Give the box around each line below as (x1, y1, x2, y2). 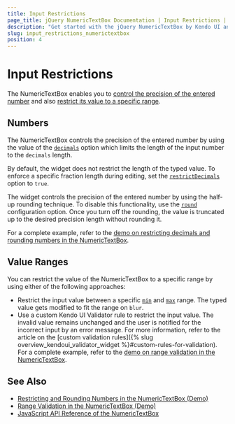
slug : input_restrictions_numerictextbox (7, 29, 130, 37)
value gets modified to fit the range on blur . (17, 303, 144, 311)
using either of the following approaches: (7, 282, 126, 290)
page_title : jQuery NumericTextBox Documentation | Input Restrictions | (7, 17, 227, 24)
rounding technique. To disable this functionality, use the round (16, 200, 197, 209)
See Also (7, 376, 47, 388)
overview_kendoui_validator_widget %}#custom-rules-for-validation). (17, 340, 218, 348)
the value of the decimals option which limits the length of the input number (7, 143, 225, 151)
